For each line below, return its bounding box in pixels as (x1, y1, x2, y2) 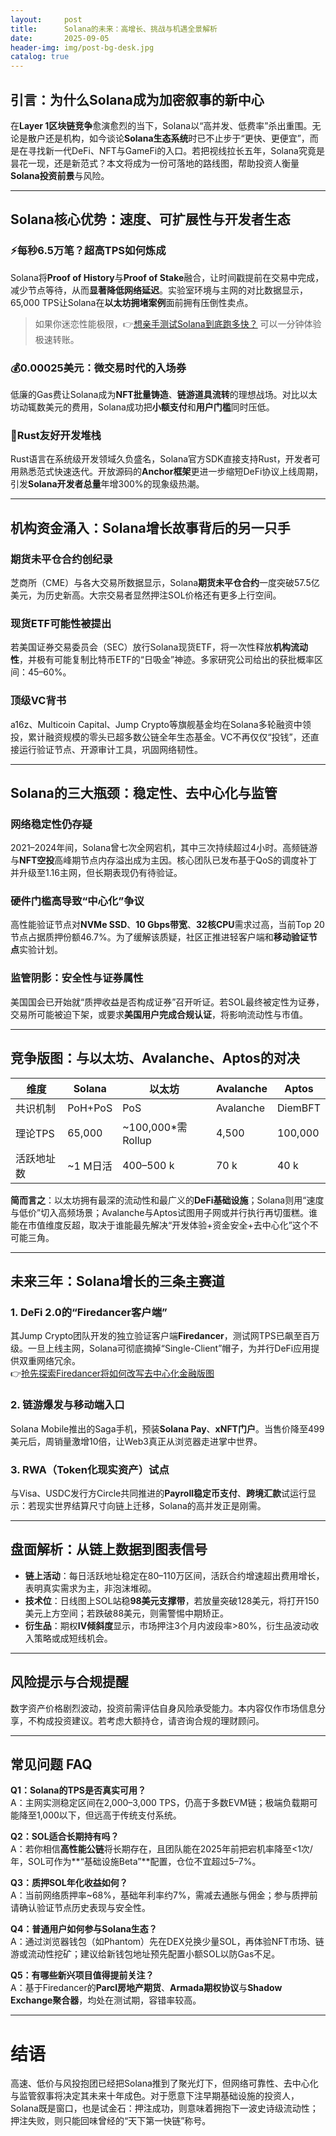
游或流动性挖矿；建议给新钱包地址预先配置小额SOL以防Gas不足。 (10, 1948, 281, 1960)
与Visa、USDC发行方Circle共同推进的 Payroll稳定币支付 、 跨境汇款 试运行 (10, 1487, 308, 1499)
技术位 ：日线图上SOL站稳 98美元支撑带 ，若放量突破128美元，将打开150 (24, 1594, 320, 1606)
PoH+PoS (67, 1101, 113, 1115)
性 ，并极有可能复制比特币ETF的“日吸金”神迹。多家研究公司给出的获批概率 (10, 654, 315, 666)
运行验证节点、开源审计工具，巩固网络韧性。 (18, 743, 203, 755)
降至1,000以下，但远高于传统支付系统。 (18, 1809, 182, 1821)
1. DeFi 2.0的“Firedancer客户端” (10, 1305, 168, 1319)
